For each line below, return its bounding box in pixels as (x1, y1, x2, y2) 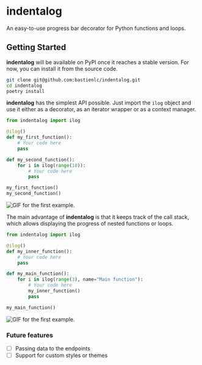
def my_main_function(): (6, 271, 70, 277)
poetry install (6, 88, 45, 94)
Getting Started (6, 42, 67, 53)
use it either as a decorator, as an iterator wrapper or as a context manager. (6, 106, 197, 113)
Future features (6, 331, 54, 339)
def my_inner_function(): (6, 248, 72, 254)
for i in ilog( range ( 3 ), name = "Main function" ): (17, 276, 143, 282)
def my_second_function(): (6, 157, 75, 163)
